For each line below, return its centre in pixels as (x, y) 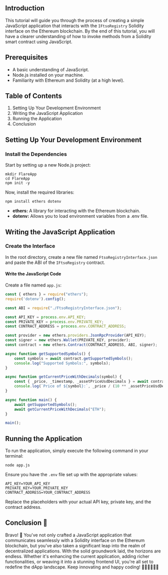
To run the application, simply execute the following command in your (77, 451)
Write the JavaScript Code (33, 274)
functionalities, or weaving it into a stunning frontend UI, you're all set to (79, 561)
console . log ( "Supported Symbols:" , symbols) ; (62, 363)
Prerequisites (26, 57)
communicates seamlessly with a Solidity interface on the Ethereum (75, 540)
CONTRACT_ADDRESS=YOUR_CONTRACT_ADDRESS (48, 493)
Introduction (25, 8)
